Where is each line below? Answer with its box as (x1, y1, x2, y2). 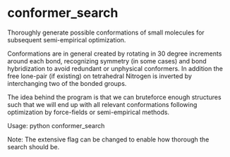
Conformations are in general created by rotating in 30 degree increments (7, 49, 222, 58)
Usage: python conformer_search (7, 121, 105, 130)
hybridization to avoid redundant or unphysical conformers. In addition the (7, 64, 224, 73)
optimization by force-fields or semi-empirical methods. (7, 108, 170, 116)
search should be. (7, 142, 60, 151)
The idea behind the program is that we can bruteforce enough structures (7, 93, 222, 101)
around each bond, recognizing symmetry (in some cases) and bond (7, 56, 207, 65)
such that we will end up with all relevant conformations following (7, 100, 198, 108)
